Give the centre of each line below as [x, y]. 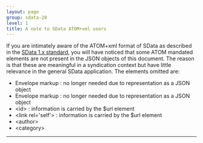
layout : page [23, 12]
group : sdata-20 [27, 17]
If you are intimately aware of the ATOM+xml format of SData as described [99, 46]
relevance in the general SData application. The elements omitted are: [93, 71]
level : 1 [17, 23]
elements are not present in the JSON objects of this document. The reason [100, 59]
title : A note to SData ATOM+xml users [56, 29]
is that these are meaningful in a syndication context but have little [89, 65]
